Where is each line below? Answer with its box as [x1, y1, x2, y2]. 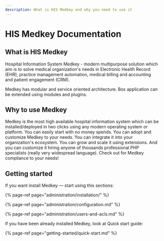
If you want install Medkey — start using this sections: [5, 182, 114, 188]
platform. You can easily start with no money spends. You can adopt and [5, 129, 152, 135]
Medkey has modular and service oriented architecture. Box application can [5, 86, 158, 92]
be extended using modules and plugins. [5, 91, 87, 97]
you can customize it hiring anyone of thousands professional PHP [5, 145, 140, 151]
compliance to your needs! [5, 155, 59, 161]
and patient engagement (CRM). [5, 77, 70, 83]
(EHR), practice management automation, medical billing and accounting [5, 71, 151, 77]
